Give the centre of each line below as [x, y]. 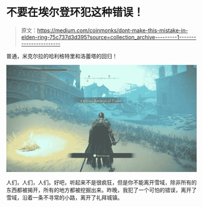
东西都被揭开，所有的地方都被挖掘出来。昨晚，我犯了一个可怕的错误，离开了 [101, 190]
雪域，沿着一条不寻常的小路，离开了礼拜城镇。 [64, 198]
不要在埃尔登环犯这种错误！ [75, 12]
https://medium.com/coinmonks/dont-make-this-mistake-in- [113, 30]
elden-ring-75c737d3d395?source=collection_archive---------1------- [108, 37]
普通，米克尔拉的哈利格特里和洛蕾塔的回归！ [62, 56]
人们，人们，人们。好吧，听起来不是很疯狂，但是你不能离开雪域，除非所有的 [101, 183]
